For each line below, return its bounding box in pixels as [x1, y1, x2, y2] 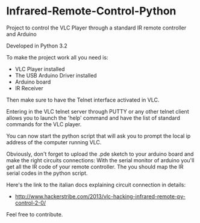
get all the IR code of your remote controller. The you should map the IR [6, 163, 184, 170]
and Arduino [6, 30, 37, 37]
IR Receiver [14, 84, 44, 91]
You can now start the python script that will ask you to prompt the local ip [6, 132, 191, 139]
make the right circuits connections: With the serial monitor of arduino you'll [6, 156, 195, 163]
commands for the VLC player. [6, 120, 82, 127]
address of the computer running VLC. [6, 138, 102, 145]
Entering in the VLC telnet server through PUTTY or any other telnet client [6, 108, 189, 115]
